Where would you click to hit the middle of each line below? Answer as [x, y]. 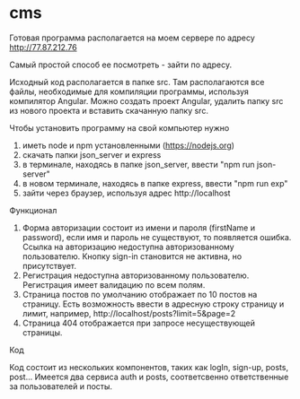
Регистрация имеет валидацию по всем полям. [114, 284]
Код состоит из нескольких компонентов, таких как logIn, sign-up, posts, [149, 367]
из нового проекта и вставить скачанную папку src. [109, 110]
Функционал [33, 210]
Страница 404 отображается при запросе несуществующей [139, 323]
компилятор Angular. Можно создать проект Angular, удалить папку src [146, 100]
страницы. [42, 332]
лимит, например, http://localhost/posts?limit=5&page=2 [129, 313]
